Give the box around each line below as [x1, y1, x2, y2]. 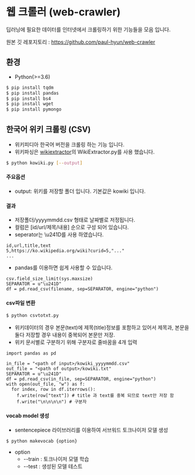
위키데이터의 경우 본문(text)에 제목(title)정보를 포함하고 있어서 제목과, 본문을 [14, 324, 190, 331]
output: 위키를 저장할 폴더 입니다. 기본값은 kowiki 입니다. [14, 188, 146, 195]
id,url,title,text [6, 243, 51, 249]
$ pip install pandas [6, 90, 59, 96]
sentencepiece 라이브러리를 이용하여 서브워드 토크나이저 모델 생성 [14, 426, 169, 433]
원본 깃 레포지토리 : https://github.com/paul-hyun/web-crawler [6, 38, 156, 45]
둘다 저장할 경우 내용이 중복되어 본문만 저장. [14, 332, 116, 339]
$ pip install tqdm [6, 85, 54, 91]
